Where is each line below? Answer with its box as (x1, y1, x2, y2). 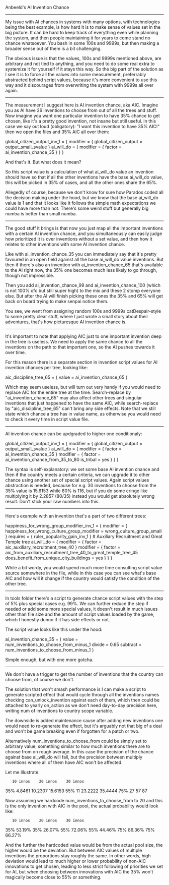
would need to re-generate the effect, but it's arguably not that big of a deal (5, 723, 162, 729)
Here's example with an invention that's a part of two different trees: (5, 513, 147, 519)
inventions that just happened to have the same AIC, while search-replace (5, 400, 158, 406)
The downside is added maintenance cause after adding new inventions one (5, 718, 163, 723)
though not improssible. (5, 272, 54, 278)
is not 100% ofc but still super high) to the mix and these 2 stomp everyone (5, 287, 161, 293)
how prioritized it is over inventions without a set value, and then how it (5, 236, 152, 242)
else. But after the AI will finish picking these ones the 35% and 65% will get (5, 293, 163, 299)
